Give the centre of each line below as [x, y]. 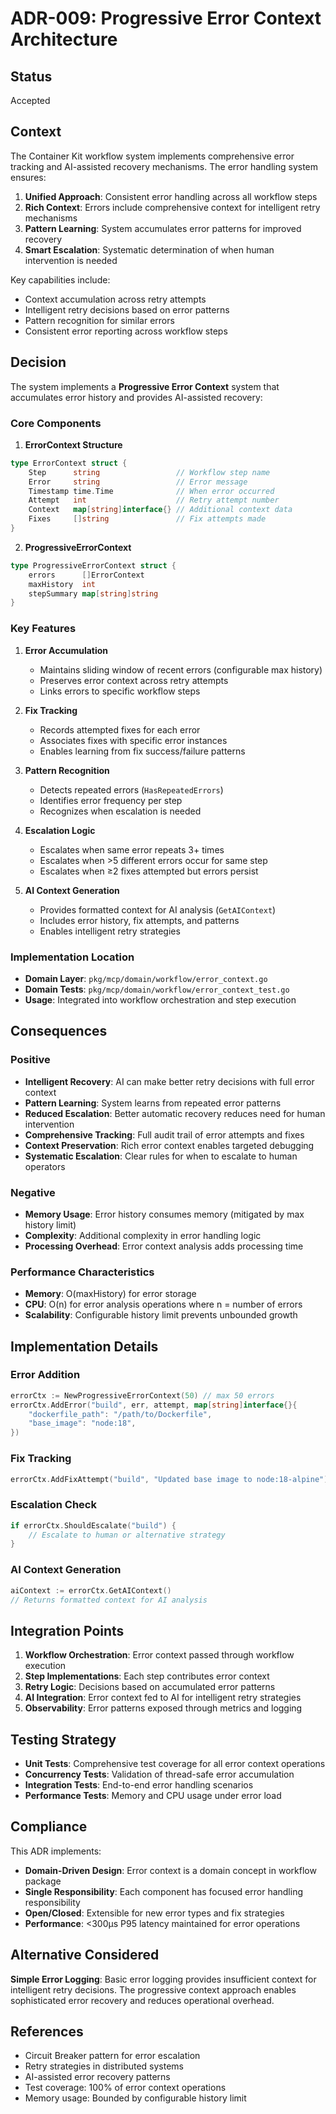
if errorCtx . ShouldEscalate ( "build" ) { [93, 1525]
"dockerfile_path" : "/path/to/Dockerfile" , [120, 1414]
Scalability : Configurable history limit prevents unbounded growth [161, 1315]
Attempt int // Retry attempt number [154, 500]
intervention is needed [71, 260]
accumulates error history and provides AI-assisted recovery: [136, 397]
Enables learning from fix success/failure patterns [142, 751]
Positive [30, 1060]
